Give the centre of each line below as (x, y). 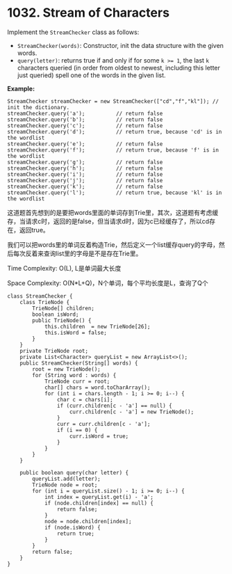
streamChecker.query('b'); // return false (85, 120)
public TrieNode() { (62, 320)
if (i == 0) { (77, 430)
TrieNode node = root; (65, 485)
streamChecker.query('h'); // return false (85, 168)
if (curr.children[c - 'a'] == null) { (114, 406)
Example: (21, 88)
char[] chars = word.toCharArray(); (97, 388)
